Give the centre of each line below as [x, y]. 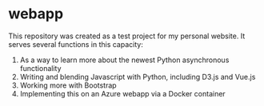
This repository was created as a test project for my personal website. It [127, 36]
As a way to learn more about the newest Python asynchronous [124, 60]
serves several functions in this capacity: [76, 44]
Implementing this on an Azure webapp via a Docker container [122, 93]
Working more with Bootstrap [68, 85]
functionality [40, 68]
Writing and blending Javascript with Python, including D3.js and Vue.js [138, 77]
